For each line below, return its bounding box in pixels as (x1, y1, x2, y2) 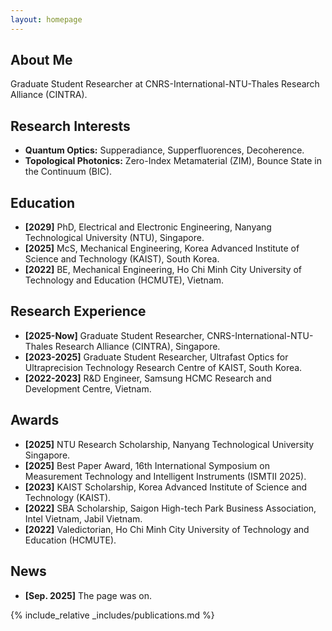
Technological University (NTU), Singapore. (24, 232, 205, 244)
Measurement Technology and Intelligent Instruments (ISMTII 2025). (24, 470, 307, 482)
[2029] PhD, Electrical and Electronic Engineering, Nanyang (24, 221, 272, 233)
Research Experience (10, 303, 147, 320)
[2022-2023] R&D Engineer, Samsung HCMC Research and (24, 372, 272, 384)
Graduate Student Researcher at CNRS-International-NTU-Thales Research (10, 78, 320, 90)
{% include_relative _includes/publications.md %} (10, 609, 215, 621)
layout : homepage (10, 14, 83, 25)
